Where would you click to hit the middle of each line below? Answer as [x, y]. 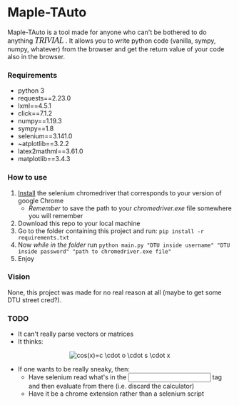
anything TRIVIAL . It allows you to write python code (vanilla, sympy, [112, 40]
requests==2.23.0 [44, 98]
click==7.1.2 [35, 113]
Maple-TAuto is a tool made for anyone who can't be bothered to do [107, 32]
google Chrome [41, 200]
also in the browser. [36, 56]
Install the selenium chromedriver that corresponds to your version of [120, 193]
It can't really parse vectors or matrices [76, 334]
